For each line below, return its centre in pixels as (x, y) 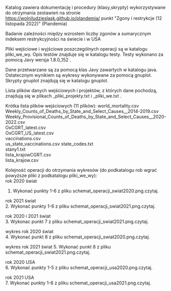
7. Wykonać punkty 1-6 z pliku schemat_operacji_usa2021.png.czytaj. (78, 283)
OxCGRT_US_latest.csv (30, 133)
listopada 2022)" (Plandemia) (36, 24)
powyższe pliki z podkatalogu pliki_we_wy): (51, 175)
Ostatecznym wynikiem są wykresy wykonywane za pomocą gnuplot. (79, 75)
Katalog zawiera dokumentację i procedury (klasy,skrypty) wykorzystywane (85, 7)
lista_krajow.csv (22, 160)
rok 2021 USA (20, 277)
